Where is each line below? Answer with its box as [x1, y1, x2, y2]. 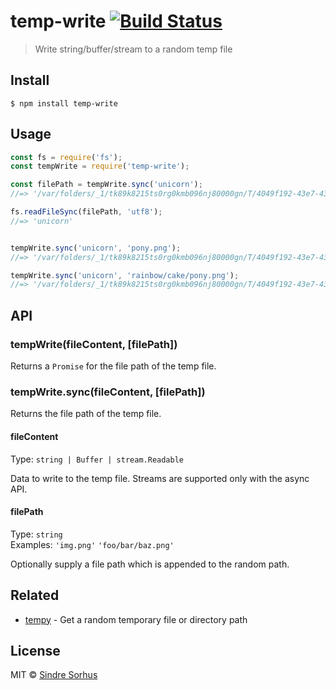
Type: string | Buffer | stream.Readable [10, 453, 184, 465]
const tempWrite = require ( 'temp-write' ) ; [10, 161, 190, 172]
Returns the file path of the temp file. [10, 408, 162, 420]
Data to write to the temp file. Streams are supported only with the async [10, 472, 310, 484]
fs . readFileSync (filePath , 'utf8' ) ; [10, 207, 163, 217]
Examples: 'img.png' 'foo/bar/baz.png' [10, 538, 175, 550]
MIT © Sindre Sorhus [10, 669, 98, 681]
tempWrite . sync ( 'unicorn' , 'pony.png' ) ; [10, 243, 182, 253]
